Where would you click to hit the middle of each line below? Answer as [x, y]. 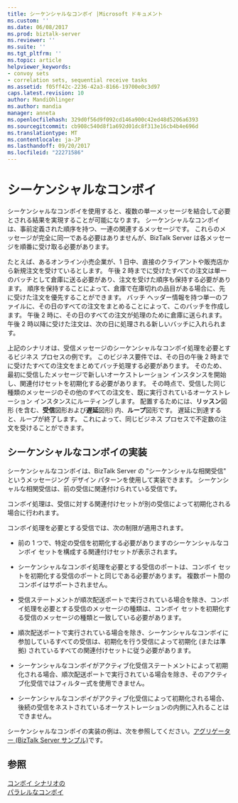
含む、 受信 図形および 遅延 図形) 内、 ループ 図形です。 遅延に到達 [117, 410]
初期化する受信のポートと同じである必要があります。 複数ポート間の [130, 576]
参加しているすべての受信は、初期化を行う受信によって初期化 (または [119, 641]
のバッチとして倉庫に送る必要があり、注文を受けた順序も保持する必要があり [119, 279]
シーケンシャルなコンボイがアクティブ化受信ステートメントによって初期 [123, 665]
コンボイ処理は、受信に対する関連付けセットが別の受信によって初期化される [119, 503]
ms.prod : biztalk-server [44, 34]
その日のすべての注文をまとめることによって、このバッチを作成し [134, 306]
